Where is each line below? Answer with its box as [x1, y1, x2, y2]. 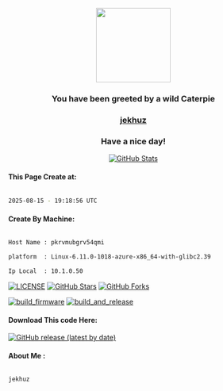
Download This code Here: [8, 315, 98, 324]
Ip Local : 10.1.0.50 [8, 267, 83, 275]
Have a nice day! [100, 136, 167, 147]
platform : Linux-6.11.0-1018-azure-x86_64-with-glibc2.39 [8, 253, 212, 261]
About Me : [8, 351, 46, 360]
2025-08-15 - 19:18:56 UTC [8, 197, 98, 205]
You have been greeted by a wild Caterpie [51, 93, 216, 104]
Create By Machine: [8, 214, 75, 224]
